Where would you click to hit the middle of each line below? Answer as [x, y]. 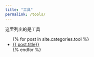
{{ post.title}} [26, 44]
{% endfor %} [27, 50]
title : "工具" [19, 10]
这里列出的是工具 [23, 29]
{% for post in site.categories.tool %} [50, 39]
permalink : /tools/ [25, 14]
